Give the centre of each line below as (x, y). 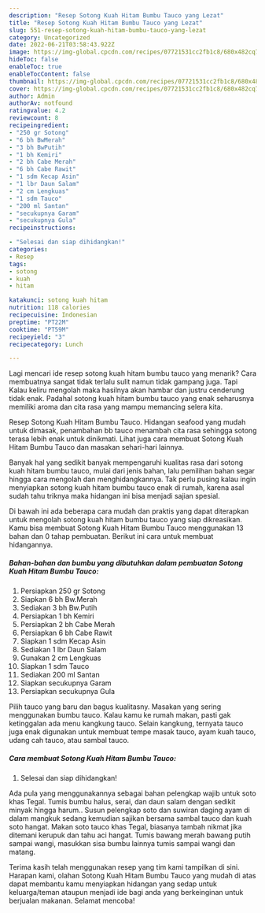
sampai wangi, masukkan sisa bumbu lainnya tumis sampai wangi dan (122, 844)
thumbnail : (27, 81)
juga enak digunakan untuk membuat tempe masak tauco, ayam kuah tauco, (132, 732)
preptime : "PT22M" (39, 322)
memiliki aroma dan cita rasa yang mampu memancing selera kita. (116, 407)
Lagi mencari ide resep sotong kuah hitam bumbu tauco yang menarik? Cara (133, 373)
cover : (20, 89)
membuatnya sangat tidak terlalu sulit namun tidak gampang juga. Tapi (123, 382)
